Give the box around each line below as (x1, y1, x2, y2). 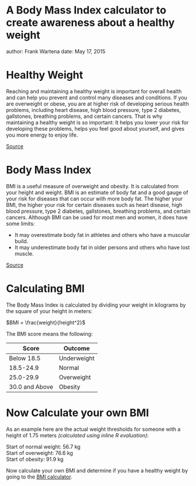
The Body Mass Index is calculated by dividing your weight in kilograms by (6, 301, 186, 308)
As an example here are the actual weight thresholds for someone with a (6, 426, 181, 433)
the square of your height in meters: (6, 307, 92, 314)
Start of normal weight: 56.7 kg (6, 443, 81, 450)
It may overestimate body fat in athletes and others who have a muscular (14, 231, 190, 238)
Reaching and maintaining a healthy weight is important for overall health (6, 87, 182, 94)
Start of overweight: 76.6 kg (6, 449, 73, 456)
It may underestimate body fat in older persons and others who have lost (14, 244, 190, 251)
